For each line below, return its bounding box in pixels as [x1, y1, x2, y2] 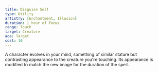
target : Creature [5, 29, 40, 34]
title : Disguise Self [5, 7, 49, 12]
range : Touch [5, 25, 32, 30]
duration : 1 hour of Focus [5, 20, 60, 25]
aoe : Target [5, 34, 29, 39]
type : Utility [5, 12, 34, 16]
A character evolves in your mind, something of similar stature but [5, 51, 137, 57]
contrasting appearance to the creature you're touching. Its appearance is [5, 56, 153, 62]
